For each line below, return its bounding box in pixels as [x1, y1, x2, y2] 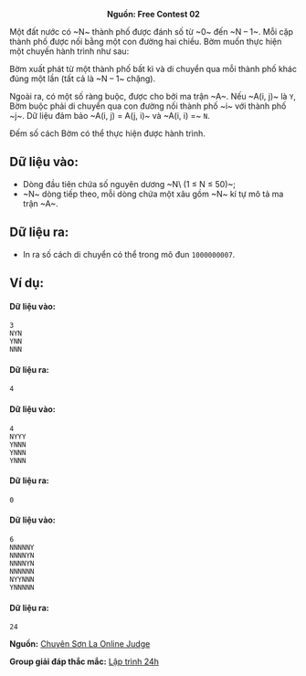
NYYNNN [9, 576, 35, 585]
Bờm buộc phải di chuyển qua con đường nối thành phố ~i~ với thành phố [9, 100, 287, 111]
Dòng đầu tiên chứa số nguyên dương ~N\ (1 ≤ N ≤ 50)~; [22, 178, 236, 189]
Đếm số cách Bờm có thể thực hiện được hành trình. [9, 128, 206, 139]
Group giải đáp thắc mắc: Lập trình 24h [9, 656, 160, 667]
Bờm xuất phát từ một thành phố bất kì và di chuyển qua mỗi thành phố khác [9, 64, 297, 74]
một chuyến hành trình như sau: [9, 46, 130, 57]
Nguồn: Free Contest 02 [106, 9, 201, 19]
